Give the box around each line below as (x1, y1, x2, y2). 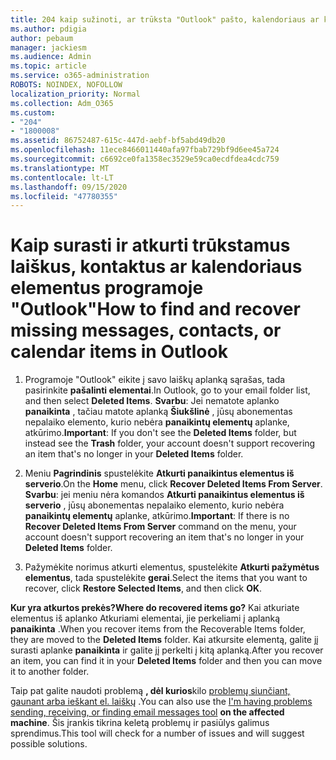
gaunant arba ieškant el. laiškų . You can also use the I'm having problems (10, 696, 313, 708)
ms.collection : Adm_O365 (10, 98, 114, 108)
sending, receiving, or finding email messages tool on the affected (10, 706, 285, 718)
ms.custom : (10, 107, 56, 118)
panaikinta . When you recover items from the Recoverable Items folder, (10, 623, 306, 635)
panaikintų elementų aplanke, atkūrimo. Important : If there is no (24, 510, 290, 522)
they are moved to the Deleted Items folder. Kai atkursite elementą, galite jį (10, 634, 319, 646)
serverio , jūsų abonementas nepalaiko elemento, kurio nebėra (24, 499, 285, 511)
